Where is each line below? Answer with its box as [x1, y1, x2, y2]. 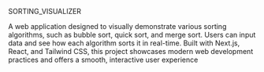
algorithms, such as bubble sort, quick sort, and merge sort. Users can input [8, 31, 256, 39]
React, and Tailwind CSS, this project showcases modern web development [8, 47, 254, 56]
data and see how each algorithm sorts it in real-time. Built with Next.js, [8, 38, 240, 48]
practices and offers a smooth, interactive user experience [8, 55, 199, 64]
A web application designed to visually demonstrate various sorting [8, 22, 227, 31]
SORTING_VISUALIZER [8, 7, 81, 16]
